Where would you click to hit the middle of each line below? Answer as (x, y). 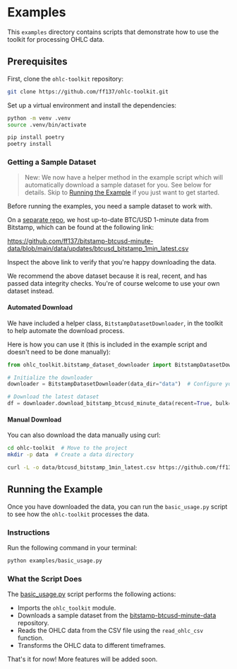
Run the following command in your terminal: (72, 547)
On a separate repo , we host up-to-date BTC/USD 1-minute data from (108, 220)
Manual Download (35, 419)
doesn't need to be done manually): (59, 351)
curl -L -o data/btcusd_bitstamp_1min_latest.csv (82, 467)
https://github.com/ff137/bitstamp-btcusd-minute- (80, 241)
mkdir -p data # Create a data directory (71, 455)
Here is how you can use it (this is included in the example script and (107, 344)
